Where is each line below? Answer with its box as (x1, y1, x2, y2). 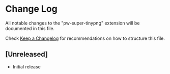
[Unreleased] (5, 50, 48, 59)
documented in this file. (5, 25, 55, 31)
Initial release (12, 63, 41, 69)
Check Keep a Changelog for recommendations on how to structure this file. (5, 35, 165, 41)
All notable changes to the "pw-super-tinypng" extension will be (5, 20, 140, 26)
